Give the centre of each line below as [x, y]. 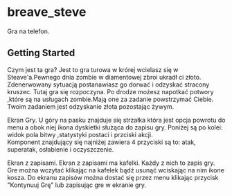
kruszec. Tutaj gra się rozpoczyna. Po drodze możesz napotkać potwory [110, 91]
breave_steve [47, 12]
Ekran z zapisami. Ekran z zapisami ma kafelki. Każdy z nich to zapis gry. [111, 163]
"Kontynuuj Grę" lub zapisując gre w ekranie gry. [77, 185]
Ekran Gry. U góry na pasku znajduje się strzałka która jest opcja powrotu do [116, 120]
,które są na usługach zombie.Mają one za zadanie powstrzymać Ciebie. [110, 99]
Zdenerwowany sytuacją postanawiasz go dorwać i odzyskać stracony [108, 84]
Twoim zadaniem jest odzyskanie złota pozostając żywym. [91, 106]
